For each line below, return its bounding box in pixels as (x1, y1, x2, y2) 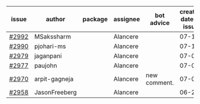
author (45, 15, 65, 23)
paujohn (34, 62, 58, 70)
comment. (145, 78, 174, 87)
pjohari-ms (34, 42, 67, 50)
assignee (113, 15, 140, 23)
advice (149, 19, 170, 27)
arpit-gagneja (34, 75, 74, 83)
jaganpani (34, 52, 62, 60)
